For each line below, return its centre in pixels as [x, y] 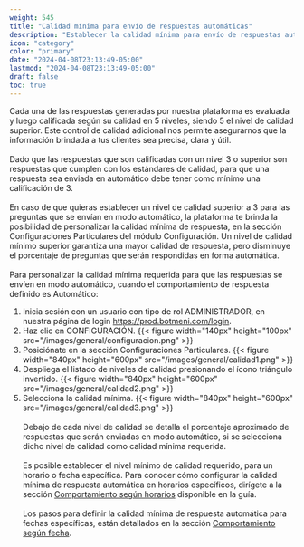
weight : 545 [32, 18]
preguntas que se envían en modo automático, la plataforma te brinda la [144, 216]
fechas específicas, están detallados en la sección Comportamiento [149, 523]
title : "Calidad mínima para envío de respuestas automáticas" [131, 26]
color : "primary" [42, 52]
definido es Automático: [54, 293]
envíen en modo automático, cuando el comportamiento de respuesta [139, 284]
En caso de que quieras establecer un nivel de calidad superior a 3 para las [150, 207]
